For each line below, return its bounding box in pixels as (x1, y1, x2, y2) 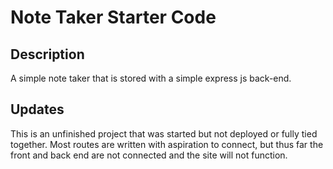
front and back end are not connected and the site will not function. (10, 149, 288, 161)
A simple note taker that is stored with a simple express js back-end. (10, 72, 292, 84)
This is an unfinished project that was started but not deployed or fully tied (10, 127, 318, 140)
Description (10, 46, 85, 63)
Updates (10, 101, 65, 118)
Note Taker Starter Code (10, 6, 217, 29)
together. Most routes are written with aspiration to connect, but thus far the (10, 138, 324, 150)
